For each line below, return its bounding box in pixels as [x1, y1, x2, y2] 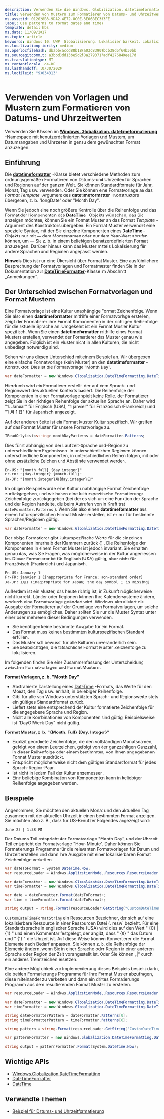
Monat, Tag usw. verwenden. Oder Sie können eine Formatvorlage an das [5, 187, 153, 193]
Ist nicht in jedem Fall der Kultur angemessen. [12, 770, 104, 776]
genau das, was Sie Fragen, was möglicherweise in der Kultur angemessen [5, 551, 156, 557]
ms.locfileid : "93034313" [5, 71, 58, 76]
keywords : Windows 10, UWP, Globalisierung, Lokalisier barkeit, [5, 39, 141, 44]
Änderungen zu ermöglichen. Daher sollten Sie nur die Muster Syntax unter [5, 609, 157, 615]
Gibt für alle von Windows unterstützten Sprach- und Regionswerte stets [12, 694, 159, 700]
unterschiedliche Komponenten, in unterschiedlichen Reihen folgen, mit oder [5, 453, 159, 459]
